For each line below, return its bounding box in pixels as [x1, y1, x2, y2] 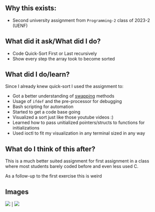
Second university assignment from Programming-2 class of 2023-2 [12, 17, 150, 23]
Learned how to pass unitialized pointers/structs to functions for [12, 119, 145, 125]
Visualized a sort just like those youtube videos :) [12, 114, 114, 120]
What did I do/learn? [5, 70, 70, 79]
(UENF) [12, 22, 28, 28]
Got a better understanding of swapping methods [12, 93, 114, 99]
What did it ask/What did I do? [5, 37, 101, 45]
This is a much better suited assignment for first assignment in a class [5, 158, 149, 164]
